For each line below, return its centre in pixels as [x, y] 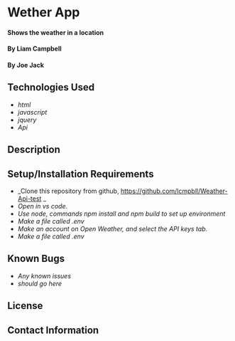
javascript [32, 112]
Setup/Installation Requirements [81, 174]
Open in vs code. [43, 206]
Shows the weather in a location [56, 32]
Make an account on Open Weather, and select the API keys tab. [113, 229]
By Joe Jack [26, 65]
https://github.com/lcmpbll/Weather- [174, 191]
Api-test [29, 198]
